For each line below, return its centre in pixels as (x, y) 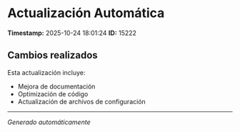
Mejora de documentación (56, 86)
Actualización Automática (86, 13)
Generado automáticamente (49, 122)
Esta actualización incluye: (46, 72)
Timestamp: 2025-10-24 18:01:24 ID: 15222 (72, 33)
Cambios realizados (52, 55)
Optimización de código (53, 93)
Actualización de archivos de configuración (82, 101)
